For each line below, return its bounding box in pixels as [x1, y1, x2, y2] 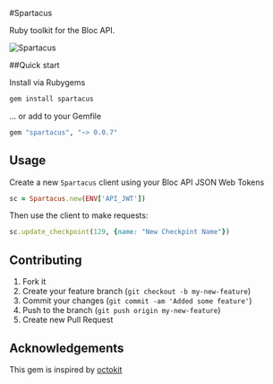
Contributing [9, 252, 82, 267]
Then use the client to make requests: [9, 210, 149, 221]
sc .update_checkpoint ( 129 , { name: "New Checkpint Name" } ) [9, 228, 230, 237]
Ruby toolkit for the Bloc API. [9, 25, 115, 35]
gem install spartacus [9, 94, 94, 103]
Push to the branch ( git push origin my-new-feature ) [21, 305, 221, 316]
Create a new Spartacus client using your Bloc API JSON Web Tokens [9, 177, 265, 188]
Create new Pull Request [21, 314, 114, 326]
